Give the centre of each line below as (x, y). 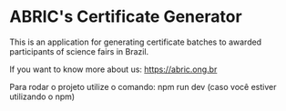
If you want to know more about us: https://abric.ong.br (113, 69)
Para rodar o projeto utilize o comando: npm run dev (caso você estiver (143, 86)
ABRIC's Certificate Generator (126, 17)
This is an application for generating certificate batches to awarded (136, 42)
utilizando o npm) (42, 96)
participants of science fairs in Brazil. (79, 51)
